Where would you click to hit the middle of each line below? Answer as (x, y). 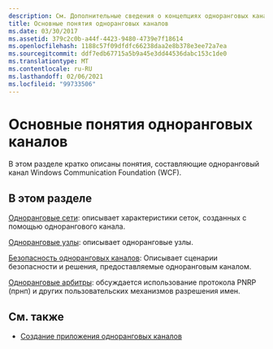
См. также (37, 317)
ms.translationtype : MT (49, 62)
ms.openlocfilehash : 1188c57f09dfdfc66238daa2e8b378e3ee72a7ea (118, 46)
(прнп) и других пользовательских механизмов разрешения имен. (125, 291)
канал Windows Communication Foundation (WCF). (95, 172)
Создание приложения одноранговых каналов (101, 336)
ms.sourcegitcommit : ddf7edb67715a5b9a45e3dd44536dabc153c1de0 (118, 54)
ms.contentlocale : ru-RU (50, 69)
